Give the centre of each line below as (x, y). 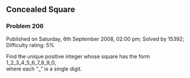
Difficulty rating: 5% (30, 45)
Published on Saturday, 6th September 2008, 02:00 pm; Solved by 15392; (95, 39)
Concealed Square (40, 10)
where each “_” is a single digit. (44, 69)
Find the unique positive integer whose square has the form (78, 56)
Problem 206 (25, 26)
